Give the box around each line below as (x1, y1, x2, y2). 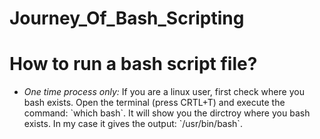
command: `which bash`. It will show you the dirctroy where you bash (23, 107, 311, 119)
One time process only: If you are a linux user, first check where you (23, 86, 305, 98)
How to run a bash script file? (9, 53, 258, 76)
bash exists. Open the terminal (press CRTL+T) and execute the (23, 97, 286, 109)
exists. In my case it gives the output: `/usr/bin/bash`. (23, 118, 243, 130)
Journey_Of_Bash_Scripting (9, 7, 245, 30)
